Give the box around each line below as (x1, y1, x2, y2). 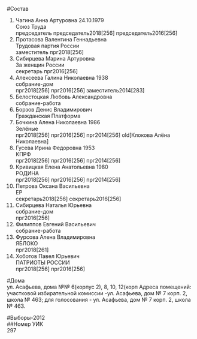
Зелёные (15, 125, 38, 132)
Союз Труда (15, 23, 47, 30)
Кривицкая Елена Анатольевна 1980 (15, 163, 108, 170)
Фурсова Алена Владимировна (15, 233, 95, 241)
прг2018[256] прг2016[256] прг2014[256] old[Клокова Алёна (15, 131, 170, 139)
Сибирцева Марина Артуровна (15, 55, 95, 62)
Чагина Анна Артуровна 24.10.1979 (15, 17, 104, 23)
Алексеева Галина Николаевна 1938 (15, 74, 108, 81)
